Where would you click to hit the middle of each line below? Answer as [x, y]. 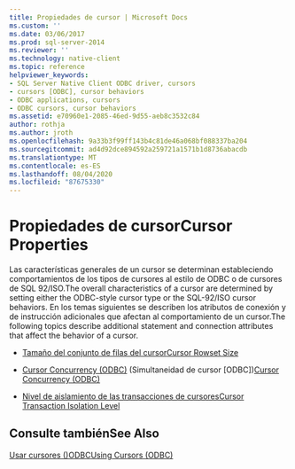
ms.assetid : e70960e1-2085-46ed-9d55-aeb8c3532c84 [105, 116]
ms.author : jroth [41, 133]
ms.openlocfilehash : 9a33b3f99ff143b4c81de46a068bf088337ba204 [128, 141]
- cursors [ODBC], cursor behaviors [77, 91]
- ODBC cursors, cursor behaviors [73, 108]
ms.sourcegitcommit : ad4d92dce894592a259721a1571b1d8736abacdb [128, 149]
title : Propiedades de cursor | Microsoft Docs [99, 17]
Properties [49, 245]
